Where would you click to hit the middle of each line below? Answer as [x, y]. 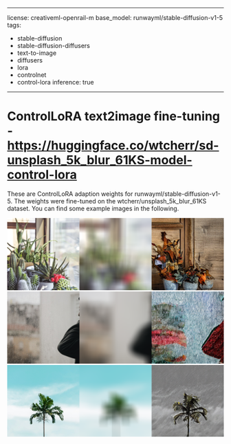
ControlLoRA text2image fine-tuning [114, 116]
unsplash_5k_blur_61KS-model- [100, 160]
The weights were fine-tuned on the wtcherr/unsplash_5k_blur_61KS [110, 201]
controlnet [32, 75]
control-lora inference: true [55, 82]
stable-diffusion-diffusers [54, 46]
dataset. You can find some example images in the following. [93, 208]
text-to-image [37, 53]
